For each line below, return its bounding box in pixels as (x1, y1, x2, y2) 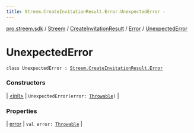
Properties (6, 107, 37, 115)
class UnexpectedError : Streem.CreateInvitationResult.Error (6, 65, 163, 71)
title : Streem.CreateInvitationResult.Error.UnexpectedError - (6, 8, 166, 15)
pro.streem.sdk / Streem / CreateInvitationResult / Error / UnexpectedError (6, 25, 188, 32)
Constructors (6, 79, 46, 87)
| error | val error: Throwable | (6, 121, 83, 128)
